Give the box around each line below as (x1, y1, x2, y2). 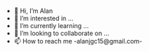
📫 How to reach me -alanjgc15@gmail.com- (13, 37, 143, 45)
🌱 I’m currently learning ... (13, 22, 89, 30)
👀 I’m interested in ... (13, 14, 74, 22)
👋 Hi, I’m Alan (13, 7, 53, 15)
